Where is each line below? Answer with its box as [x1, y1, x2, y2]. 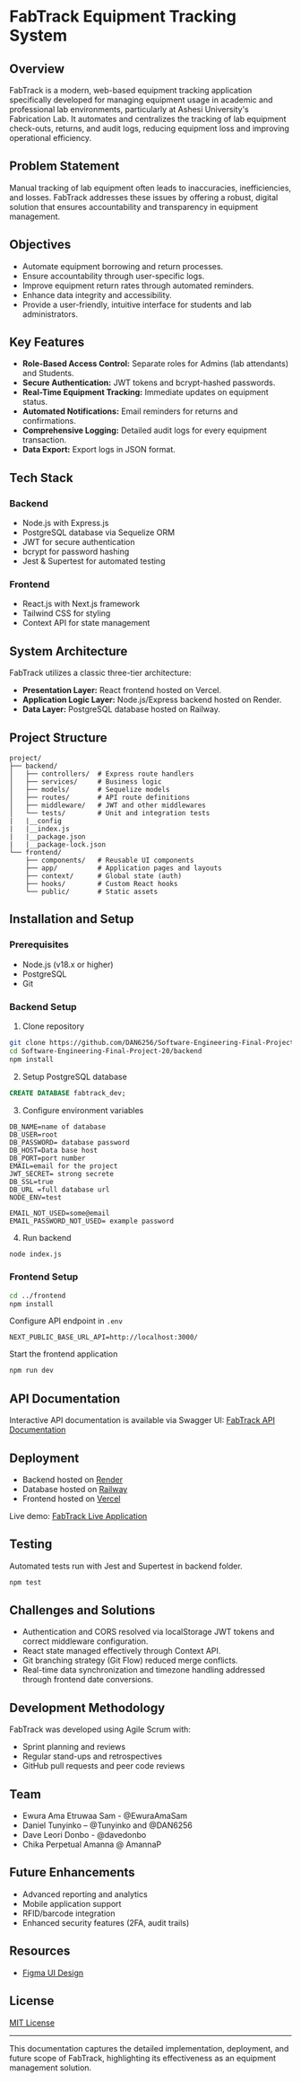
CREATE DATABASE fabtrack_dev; [9, 1088, 126, 1097]
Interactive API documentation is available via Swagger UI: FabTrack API [9, 1415, 276, 1426]
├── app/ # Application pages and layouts [25, 864, 222, 873]
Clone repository [21, 1021, 85, 1032]
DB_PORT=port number [9, 1154, 87, 1163]
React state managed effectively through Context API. [21, 1646, 221, 1656]
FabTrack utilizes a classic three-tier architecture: [9, 667, 192, 679]
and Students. [21, 368, 74, 379]
